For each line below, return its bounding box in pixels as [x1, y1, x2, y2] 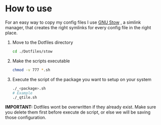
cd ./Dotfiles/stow [12, 49, 53, 54]
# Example [12, 90, 33, 95]
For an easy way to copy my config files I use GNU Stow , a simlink [5, 19, 141, 25]
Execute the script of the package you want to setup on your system [12, 76, 152, 82]
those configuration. [5, 115, 46, 121]
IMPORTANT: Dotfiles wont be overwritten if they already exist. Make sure [5, 104, 157, 110]
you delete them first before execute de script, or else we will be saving [5, 109, 151, 115]
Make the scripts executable [12, 58, 70, 64]
